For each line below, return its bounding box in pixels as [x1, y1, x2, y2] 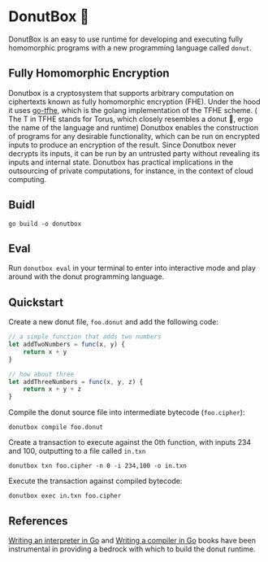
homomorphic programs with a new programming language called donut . [8, 42, 252, 52]
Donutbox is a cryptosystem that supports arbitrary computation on [8, 88, 234, 98]
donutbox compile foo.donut [8, 423, 104, 432]
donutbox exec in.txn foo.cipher [8, 492, 122, 500]
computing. [8, 174, 47, 184]
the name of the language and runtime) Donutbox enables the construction [8, 122, 258, 133]
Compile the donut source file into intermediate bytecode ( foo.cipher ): [8, 407, 245, 417]
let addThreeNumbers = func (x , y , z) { [8, 377, 144, 386]
